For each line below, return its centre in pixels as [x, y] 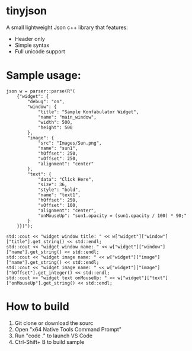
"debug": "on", [46, 101]
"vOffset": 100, [58, 205]
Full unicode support [40, 51]
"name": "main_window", [67, 117]
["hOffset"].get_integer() [39, 273]
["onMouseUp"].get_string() [41, 283]
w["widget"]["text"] [143, 278]
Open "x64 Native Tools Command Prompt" [68, 329]
